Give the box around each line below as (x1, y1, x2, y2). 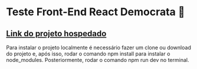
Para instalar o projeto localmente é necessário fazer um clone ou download (6, 44, 192, 51)
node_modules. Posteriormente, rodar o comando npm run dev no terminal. (6, 57, 189, 63)
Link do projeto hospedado (6, 29, 107, 39)
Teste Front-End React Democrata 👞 (6, 5, 185, 19)
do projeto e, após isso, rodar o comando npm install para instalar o (6, 50, 170, 57)
